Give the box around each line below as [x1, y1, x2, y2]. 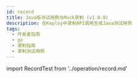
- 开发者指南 [12, 31, 41, 37]
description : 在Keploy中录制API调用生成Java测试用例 [6, 20, 133, 26]
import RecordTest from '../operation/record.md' [6, 65, 128, 72]
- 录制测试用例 [12, 48, 45, 54]
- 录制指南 [12, 43, 36, 49]
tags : [6, 25, 20, 32]
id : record [6, 8, 34, 15]
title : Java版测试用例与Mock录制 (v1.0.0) [6, 15, 109, 21]
